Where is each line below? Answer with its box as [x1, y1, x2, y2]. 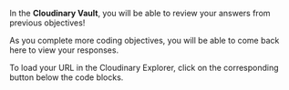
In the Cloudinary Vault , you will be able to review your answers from [9, 8, 271, 18]
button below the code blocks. [9, 72, 124, 83]
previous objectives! [9, 17, 86, 28]
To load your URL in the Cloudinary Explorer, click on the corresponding [9, 63, 280, 73]
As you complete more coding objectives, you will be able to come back [9, 35, 280, 45]
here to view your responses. [9, 45, 119, 55]
